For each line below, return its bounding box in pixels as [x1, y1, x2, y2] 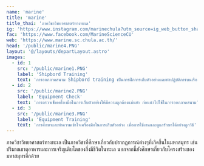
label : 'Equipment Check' [17, 94, 83, 100]
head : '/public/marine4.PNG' [6, 43, 80, 49]
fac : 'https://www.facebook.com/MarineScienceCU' [6, 32, 135, 38]
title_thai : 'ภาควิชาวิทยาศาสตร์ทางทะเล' [6, 20, 91, 26]
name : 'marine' [6, 9, 45, 15]
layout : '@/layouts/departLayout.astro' [6, 49, 110, 55]
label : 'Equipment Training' [17, 116, 91, 122]
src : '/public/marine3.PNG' [17, 111, 88, 117]
